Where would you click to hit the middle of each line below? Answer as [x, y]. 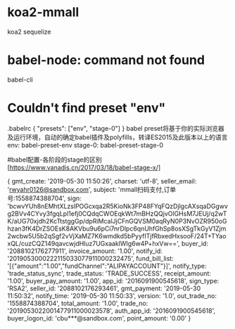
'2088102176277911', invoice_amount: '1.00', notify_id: [85, 251]
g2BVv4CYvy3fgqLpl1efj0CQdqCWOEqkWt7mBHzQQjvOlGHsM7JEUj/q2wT [117, 213]
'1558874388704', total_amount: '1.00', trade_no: [78, 303]
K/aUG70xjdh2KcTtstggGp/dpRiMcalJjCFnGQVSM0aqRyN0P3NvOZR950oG [117, 221]
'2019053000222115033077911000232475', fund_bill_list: [90, 258]
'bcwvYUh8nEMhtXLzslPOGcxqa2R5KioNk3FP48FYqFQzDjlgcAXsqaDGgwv [118, 206]
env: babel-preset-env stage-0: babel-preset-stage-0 [85, 145]
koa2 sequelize [29, 32]
